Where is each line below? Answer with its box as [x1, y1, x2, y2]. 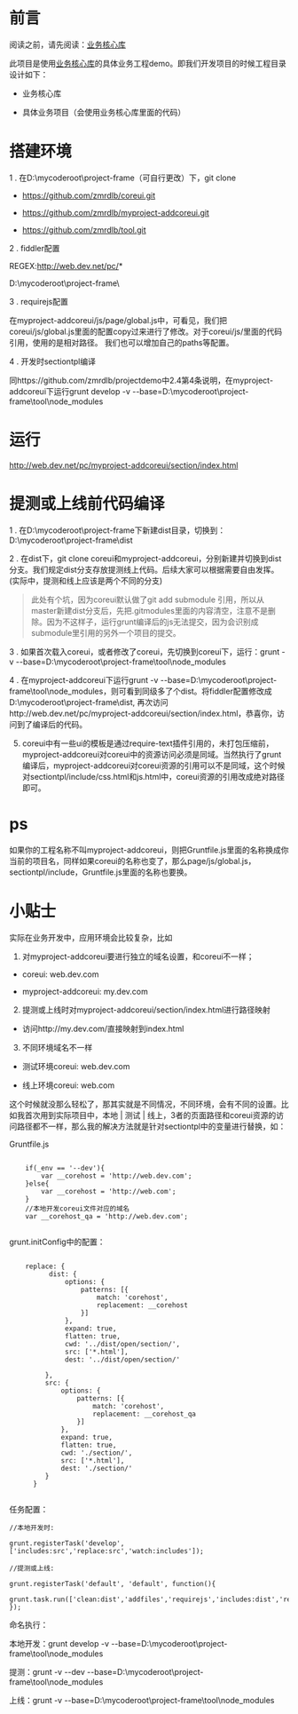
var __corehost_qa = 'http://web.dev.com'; [25, 1211, 189, 1221]
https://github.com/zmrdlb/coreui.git [21, 190, 156, 201]
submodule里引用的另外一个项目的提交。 [30, 627, 182, 638]
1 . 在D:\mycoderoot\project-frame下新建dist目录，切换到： [9, 525, 226, 536]
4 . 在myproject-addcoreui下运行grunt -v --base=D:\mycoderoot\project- [9, 674, 278, 685]
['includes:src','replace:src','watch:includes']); [9, 1546, 204, 1555]
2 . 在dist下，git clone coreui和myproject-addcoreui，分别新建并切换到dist [9, 552, 282, 564]
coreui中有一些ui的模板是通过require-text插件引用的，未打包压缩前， [21, 738, 274, 749]
